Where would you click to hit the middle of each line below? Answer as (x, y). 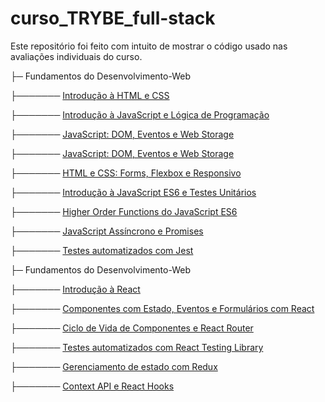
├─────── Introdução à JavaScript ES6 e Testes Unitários (133, 192)
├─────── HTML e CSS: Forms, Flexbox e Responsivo (126, 173)
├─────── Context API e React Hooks (92, 386)
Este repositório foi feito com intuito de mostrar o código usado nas (149, 46)
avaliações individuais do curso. (76, 56)
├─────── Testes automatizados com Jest (102, 250)
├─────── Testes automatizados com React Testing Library (137, 347)
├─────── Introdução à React (75, 289)
